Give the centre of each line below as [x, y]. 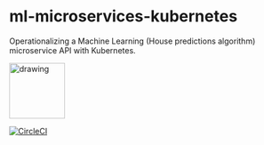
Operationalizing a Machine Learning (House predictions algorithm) [132, 41]
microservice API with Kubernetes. [72, 50]
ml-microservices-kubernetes [124, 16]
